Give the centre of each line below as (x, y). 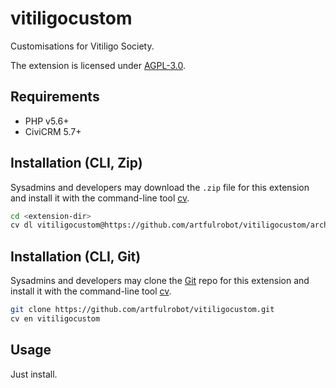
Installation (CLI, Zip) (76, 163)
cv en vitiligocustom (55, 319)
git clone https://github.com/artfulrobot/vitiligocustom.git (142, 310)
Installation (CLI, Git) (76, 256)
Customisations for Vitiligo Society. (82, 46)
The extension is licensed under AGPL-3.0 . (98, 65)
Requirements (55, 97)
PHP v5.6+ (47, 121)
